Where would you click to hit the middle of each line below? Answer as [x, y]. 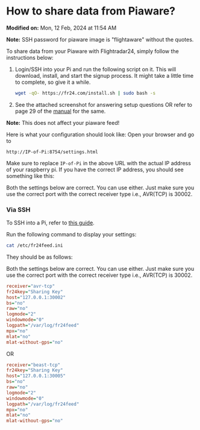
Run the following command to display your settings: [71, 235]
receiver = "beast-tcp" [33, 365]
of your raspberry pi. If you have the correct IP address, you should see [95, 169]
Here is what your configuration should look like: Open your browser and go [100, 134]
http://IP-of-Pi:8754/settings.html [52, 152]
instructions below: [30, 57]
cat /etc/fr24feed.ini [35, 245]
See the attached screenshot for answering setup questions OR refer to [104, 104]
